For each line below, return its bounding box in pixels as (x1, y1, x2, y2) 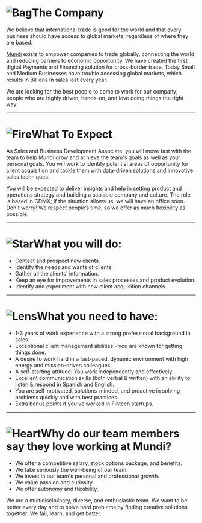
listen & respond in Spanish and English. (14, 381, 114, 388)
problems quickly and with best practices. (14, 393, 119, 401)
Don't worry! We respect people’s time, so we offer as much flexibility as (6, 204, 186, 211)
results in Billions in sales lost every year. (6, 76, 108, 83)
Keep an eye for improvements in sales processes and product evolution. (14, 276, 196, 284)
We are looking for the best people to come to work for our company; (6, 87, 179, 95)
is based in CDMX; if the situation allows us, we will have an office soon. (6, 197, 185, 204)
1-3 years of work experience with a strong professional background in (14, 329, 191, 337)
